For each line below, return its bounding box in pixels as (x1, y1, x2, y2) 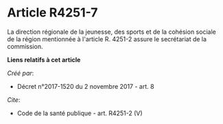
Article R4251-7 (7, 5, 98, 21)
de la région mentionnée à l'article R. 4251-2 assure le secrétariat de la (7, 34, 207, 43)
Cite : (7, 95, 21, 104)
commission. (7, 42, 43, 50)
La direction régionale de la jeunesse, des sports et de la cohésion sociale (7, 28, 216, 36)
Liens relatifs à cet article (7, 55, 81, 63)
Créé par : (7, 69, 34, 77)
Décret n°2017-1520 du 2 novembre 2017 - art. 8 (16, 82, 154, 90)
